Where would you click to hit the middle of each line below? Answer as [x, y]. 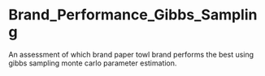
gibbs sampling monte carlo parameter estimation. [93, 63]
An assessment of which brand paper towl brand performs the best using [131, 54]
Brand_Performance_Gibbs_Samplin [133, 15]
